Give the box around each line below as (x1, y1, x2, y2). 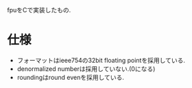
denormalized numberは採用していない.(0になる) (16, 64, 156, 73)
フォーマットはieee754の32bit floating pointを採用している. (16, 56, 186, 64)
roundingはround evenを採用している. (16, 73, 125, 81)
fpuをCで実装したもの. (7, 6, 71, 14)
